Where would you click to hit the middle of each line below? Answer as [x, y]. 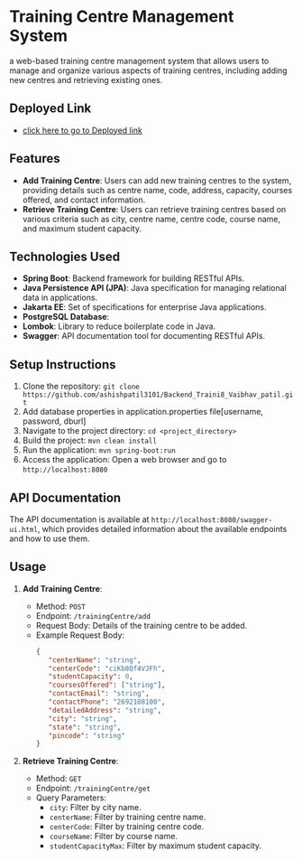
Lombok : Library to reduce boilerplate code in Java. [119, 326]
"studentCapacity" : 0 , [91, 677]
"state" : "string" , [85, 727]
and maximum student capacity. [82, 229]
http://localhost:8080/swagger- [212, 520]
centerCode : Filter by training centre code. [127, 827]
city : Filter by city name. [95, 808]
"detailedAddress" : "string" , [105, 710]
